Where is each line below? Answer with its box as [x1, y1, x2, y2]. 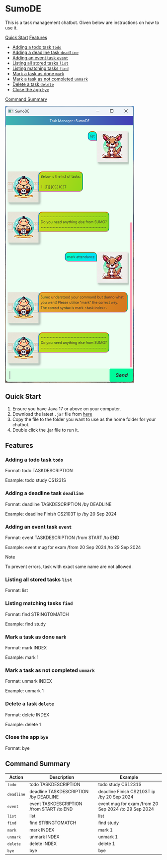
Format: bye [5, 745, 30, 751]
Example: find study [5, 621, 46, 627]
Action [9, 774, 23, 780]
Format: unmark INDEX [5, 678, 52, 684]
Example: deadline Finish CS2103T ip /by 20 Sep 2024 [5, 511, 117, 517]
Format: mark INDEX [5, 644, 47, 650]
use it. [5, 24, 18, 30]
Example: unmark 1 [5, 688, 44, 694]
